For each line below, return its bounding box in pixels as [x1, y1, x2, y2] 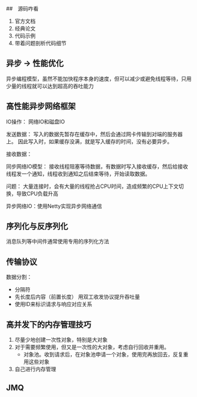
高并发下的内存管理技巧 [6, 319, 91, 329]
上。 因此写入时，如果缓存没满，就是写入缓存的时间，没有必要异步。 [6, 137, 172, 145]
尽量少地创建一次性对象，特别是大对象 [14, 337, 108, 344]
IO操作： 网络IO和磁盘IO [6, 118, 65, 125]
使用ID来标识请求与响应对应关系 [14, 301, 92, 308]
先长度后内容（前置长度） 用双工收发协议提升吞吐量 [14, 293, 140, 301]
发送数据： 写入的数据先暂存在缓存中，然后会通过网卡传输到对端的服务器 [6, 130, 183, 137]
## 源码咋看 [6, 5, 39, 12]
